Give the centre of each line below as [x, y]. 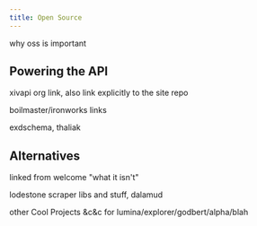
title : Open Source [46, 17]
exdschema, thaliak [45, 127]
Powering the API [59, 71]
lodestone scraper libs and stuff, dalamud [86, 195]
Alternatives [45, 156]
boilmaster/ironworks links [58, 110]
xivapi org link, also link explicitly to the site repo [99, 93]
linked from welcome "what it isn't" [74, 178]
